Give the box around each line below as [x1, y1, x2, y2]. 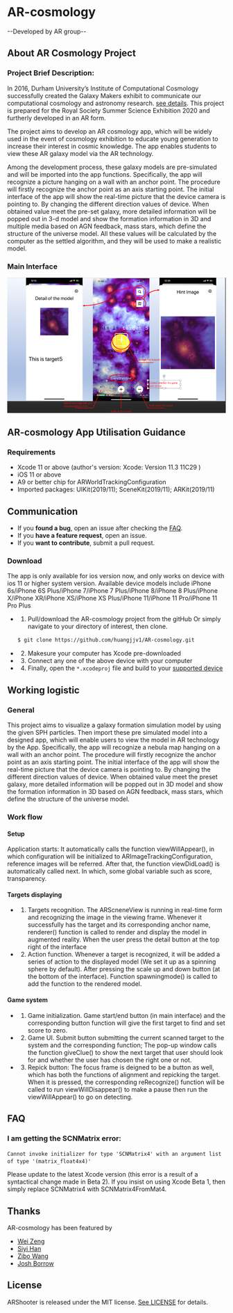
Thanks [7, 1205, 41, 1217]
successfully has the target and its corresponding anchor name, [27, 921, 211, 929]
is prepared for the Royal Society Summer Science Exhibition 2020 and [7, 106, 210, 115]
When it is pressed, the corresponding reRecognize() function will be [27, 1078, 225, 1086]
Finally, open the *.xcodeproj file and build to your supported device [27, 664, 223, 672]
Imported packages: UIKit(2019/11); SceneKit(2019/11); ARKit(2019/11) [17, 485, 215, 494]
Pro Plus [7, 601, 31, 610]
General [7, 705, 35, 715]
